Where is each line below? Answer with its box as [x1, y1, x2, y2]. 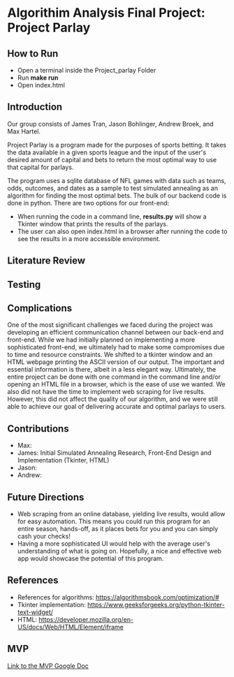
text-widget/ [17, 608, 54, 616]
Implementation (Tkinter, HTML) [17, 456, 110, 465]
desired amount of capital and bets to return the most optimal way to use [7, 155, 217, 163]
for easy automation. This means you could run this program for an [17, 517, 210, 525]
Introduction [7, 101, 63, 113]
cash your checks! [17, 532, 71, 541]
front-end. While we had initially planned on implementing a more [7, 335, 196, 344]
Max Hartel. [7, 127, 41, 136]
